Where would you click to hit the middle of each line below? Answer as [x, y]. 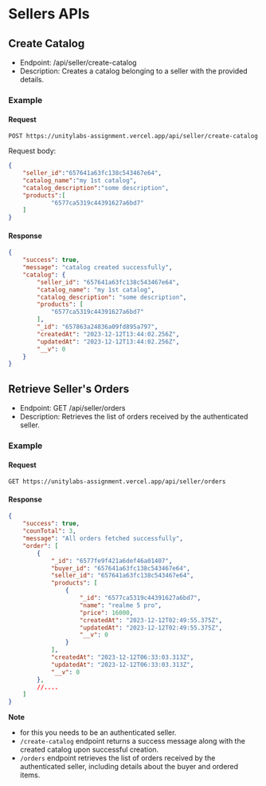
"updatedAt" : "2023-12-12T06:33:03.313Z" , [122, 665]
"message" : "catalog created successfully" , [98, 268]
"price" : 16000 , [106, 613]
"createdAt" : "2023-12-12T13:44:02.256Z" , [108, 334]
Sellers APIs [49, 14]
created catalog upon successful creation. [89, 750]
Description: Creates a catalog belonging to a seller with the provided [134, 71]
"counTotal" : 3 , [50, 531]
